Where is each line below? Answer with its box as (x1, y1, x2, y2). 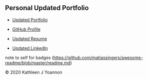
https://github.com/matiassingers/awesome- (53, 55, 143, 60)
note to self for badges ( (5, 55, 54, 60)
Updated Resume (12, 36, 47, 41)
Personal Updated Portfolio (5, 4, 89, 12)
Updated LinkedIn (12, 45, 48, 51)
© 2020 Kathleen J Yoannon (5, 69, 62, 75)
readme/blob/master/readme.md (5, 59, 71, 65)
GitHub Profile (12, 26, 40, 32)
